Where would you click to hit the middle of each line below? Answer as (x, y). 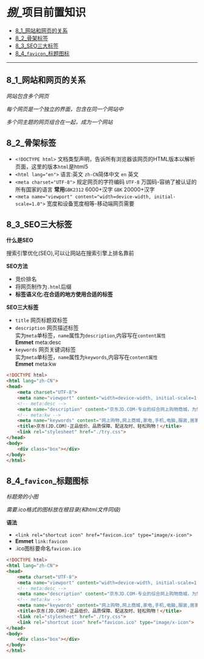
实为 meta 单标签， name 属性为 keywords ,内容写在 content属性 (86, 357)
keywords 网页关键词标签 (46, 350)
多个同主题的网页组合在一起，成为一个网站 (59, 122)
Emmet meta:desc (38, 343)
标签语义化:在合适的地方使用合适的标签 (64, 294)
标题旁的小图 (22, 497)
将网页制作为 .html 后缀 (43, 287)
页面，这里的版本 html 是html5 (52, 166)
